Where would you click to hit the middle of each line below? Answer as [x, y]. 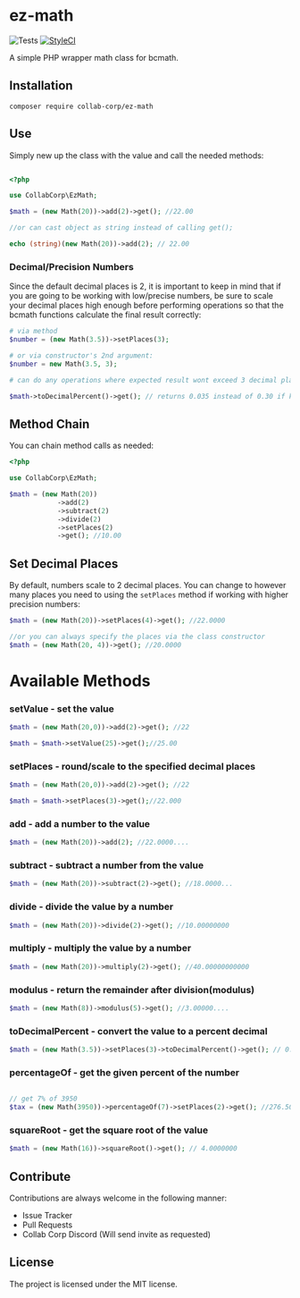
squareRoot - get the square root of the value [108, 1130]
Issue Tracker [47, 1216]
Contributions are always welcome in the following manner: [118, 1198]
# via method [33, 332]
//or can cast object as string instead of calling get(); [121, 228]
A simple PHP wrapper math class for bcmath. [94, 57]
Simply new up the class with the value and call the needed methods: [137, 155]
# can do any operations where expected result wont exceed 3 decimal [143, 380]
